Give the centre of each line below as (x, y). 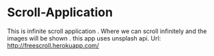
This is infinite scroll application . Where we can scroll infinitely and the (107, 31)
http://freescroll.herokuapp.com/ (53, 45)
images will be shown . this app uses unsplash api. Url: (84, 38)
